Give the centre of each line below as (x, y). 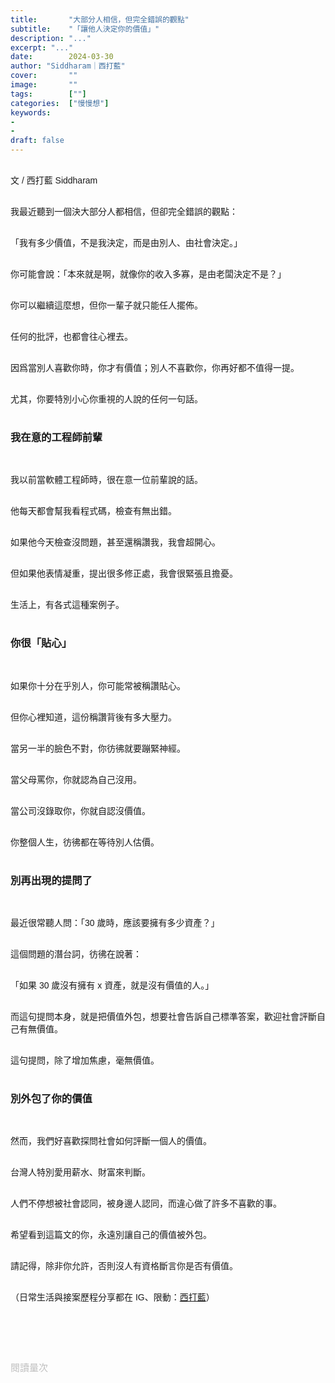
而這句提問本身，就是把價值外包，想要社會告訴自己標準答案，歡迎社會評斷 (163, 1016)
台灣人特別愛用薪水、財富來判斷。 (80, 1172)
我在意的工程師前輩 (56, 437)
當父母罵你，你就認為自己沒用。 (76, 779)
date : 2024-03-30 (62, 57)
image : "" (44, 85)
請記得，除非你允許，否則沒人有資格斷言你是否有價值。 (124, 1266)
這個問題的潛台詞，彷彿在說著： (76, 954)
